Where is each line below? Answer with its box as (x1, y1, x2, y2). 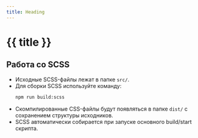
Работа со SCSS (6, 59, 70, 70)
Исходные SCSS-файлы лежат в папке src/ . (15, 76, 130, 83)
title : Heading (6, 9, 45, 15)
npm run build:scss (15, 94, 65, 100)
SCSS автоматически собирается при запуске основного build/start (15, 118, 192, 125)
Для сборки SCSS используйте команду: (15, 82, 122, 89)
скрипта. (15, 125, 38, 132)
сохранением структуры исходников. (15, 111, 114, 119)
